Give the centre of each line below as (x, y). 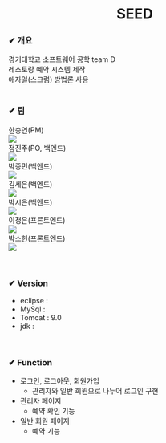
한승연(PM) (26, 130)
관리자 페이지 (40, 401)
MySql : (32, 309)
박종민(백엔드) (30, 166)
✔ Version (28, 283)
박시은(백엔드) (30, 202)
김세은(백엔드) (30, 184)
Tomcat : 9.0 (40, 318)
